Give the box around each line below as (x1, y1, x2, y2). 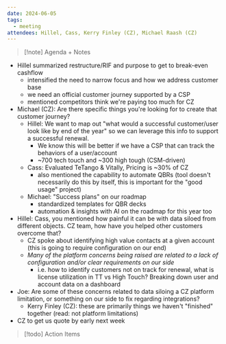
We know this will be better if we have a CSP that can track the (37, 141, 215, 150)
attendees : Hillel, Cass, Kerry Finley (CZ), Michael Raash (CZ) (7, 29, 197, 36)
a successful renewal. (27, 135, 89, 143)
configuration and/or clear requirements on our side (27, 258, 175, 266)
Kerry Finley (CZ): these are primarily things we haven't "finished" (27, 302, 214, 310)
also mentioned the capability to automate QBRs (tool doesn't (37, 171, 211, 179)
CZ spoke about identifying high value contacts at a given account (27, 236, 214, 244)
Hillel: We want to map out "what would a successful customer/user (27, 119, 219, 128)
